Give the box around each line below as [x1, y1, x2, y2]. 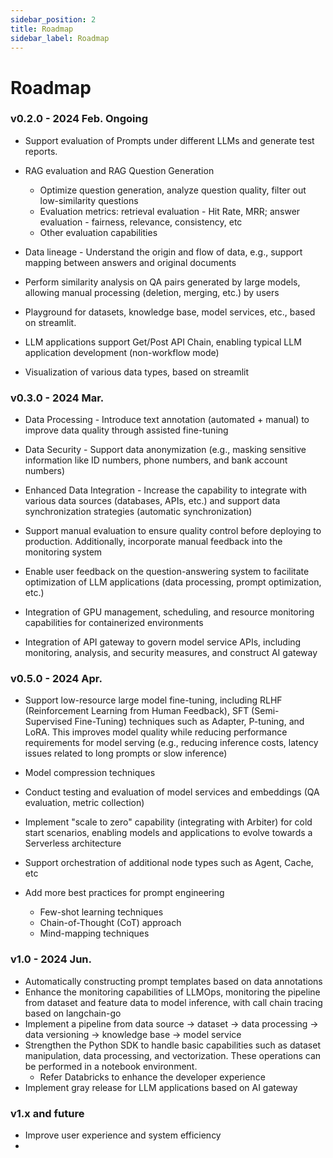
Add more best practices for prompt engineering [24, 887, 225, 899]
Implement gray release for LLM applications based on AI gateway [24, 1081, 298, 1093]
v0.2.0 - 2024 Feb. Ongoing [10, 112, 149, 126]
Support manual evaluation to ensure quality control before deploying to [24, 525, 322, 537]
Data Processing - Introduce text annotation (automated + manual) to [24, 414, 310, 426]
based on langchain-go [24, 1007, 122, 1019]
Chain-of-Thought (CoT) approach [39, 917, 182, 929]
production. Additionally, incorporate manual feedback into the [24, 536, 283, 548]
